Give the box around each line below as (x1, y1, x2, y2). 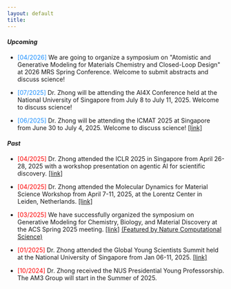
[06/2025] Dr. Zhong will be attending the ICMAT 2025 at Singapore (17, 116, 210, 125)
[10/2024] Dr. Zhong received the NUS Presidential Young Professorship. (17, 266, 225, 275)
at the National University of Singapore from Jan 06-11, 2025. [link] (17, 253, 208, 261)
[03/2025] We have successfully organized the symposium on (17, 211, 194, 219)
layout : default (7, 10, 54, 17)
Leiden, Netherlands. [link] (17, 197, 93, 205)
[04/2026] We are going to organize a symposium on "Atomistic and (17, 53, 212, 61)
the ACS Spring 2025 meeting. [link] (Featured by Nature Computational (17, 225, 222, 233)
